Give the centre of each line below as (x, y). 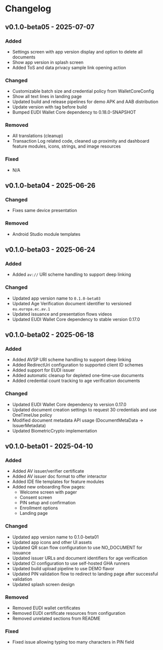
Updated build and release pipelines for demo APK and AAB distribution (85, 102)
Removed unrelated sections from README (56, 618)
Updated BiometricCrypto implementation (55, 431)
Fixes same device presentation (45, 211)
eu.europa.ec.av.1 (31, 309)
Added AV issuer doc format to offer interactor (60, 477)
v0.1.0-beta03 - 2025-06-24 (50, 250)
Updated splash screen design (43, 584)
